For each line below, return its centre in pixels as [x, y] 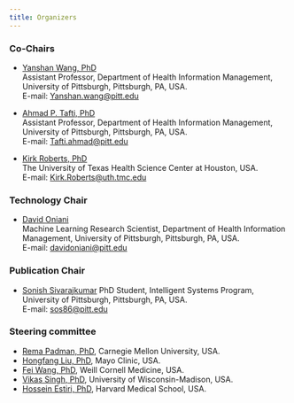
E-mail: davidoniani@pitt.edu [74, 248]
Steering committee [53, 331]
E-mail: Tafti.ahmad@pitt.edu [75, 141]
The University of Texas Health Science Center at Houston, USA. [140, 167]
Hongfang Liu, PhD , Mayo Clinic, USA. [91, 360]
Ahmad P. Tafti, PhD [58, 112]
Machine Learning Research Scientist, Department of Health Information [154, 229]
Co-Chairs [32, 48]
